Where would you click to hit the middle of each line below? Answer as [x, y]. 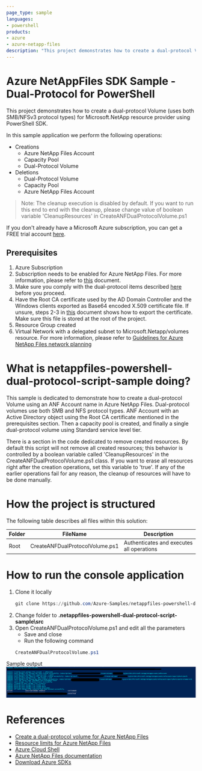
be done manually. [29, 480]
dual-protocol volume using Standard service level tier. [74, 429]
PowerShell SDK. [27, 123]
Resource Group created [45, 325]
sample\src [29, 621]
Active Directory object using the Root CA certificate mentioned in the [93, 417]
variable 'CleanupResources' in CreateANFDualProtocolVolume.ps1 [104, 216]
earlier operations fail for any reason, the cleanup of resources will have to [98, 473]
